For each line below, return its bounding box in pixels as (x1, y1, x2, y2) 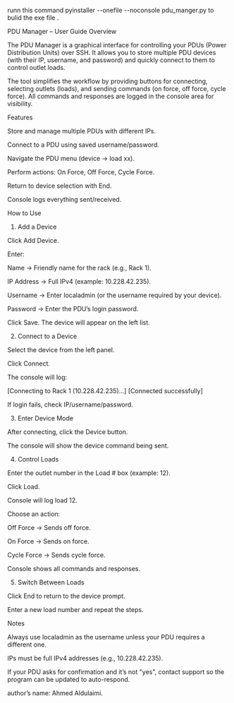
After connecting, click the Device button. (7, 428, 128, 436)
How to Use (7, 209, 42, 217)
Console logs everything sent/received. (7, 196, 122, 203)
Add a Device (17, 222, 57, 231)
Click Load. (7, 483, 40, 491)
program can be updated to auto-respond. (7, 675, 130, 683)
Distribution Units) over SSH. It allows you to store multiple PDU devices (7, 49, 216, 56)
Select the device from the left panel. (7, 346, 115, 354)
